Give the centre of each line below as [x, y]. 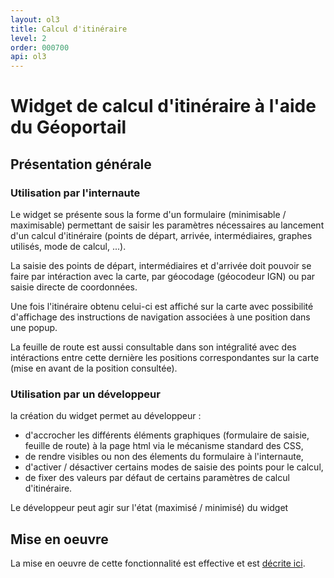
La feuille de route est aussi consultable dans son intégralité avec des [153, 347]
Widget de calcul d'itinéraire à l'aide [163, 106]
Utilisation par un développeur [85, 394]
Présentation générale [81, 164]
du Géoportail [68, 127]
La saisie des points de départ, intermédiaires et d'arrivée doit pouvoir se [161, 265]
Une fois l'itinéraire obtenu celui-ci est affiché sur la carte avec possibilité [162, 306]
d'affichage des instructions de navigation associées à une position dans [160, 317]
